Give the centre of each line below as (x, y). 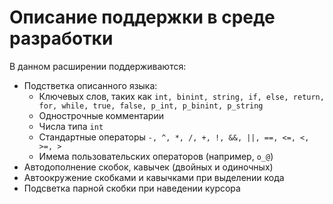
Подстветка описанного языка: (90, 85)
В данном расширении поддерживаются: (98, 66)
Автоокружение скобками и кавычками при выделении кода (154, 177)
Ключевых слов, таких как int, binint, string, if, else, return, (181, 96)
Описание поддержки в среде (142, 17)
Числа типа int (71, 126)
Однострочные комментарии (101, 115)
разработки (61, 38)
